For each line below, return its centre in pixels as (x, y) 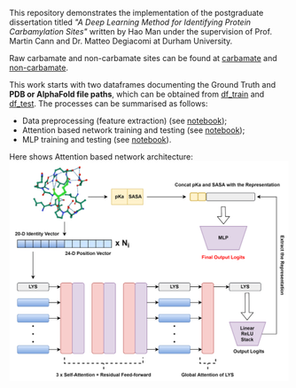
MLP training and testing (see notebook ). (97, 140)
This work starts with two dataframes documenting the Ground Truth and (143, 85)
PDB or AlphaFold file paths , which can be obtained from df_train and (137, 94)
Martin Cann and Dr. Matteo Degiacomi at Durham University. (121, 41)
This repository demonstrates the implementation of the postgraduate (136, 13)
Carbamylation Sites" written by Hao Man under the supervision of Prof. (141, 31)
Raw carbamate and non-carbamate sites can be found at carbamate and (143, 58)
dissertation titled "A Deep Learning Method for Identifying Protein (130, 22)
